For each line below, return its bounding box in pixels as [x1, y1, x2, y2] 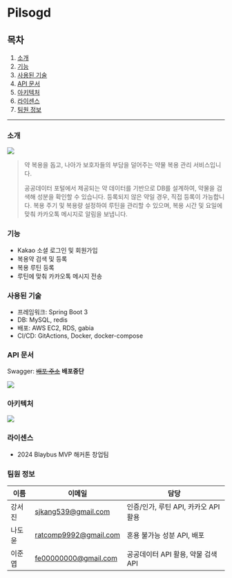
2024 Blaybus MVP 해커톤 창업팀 [17, 450, 109, 459]
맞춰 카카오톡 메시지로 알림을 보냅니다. [23, 210, 128, 218]
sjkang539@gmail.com [35, 507, 110, 517]
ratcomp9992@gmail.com [35, 530, 121, 540]
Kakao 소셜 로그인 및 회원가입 [17, 246, 98, 254]
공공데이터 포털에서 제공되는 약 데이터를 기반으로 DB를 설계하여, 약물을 [23, 184, 215, 193]
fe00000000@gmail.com [35, 554, 117, 563]
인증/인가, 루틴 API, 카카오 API [126, 502, 220, 512]
